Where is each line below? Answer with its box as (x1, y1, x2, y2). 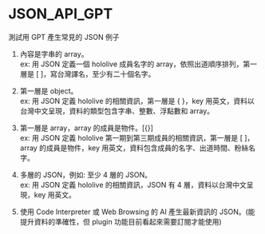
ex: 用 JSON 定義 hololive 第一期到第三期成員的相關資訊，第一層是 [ (19, 133, 243, 142)
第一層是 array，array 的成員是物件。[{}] (19, 123, 154, 133)
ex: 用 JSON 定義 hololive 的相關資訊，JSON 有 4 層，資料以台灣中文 (19, 180, 247, 189)
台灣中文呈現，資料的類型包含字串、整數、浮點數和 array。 (19, 105, 214, 116)
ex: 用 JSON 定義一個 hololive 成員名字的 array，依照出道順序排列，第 (19, 59, 251, 69)
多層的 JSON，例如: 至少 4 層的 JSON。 (19, 169, 152, 180)
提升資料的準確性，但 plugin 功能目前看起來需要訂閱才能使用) (19, 216, 222, 226)
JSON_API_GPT (8, 5, 113, 23)
